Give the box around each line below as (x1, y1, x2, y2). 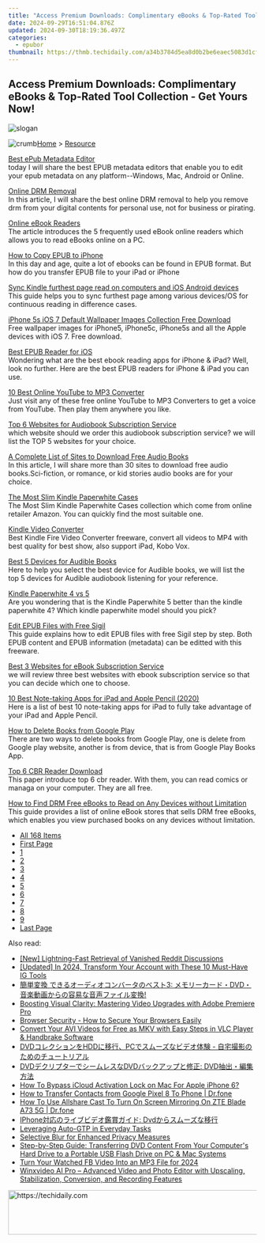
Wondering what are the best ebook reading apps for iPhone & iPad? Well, (8, 355, 248, 365)
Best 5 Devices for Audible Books (8, 556, 117, 566)
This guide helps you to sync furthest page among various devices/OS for (8, 290, 248, 301)
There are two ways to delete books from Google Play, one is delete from (8, 733, 246, 744)
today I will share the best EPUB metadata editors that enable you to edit (8, 162, 243, 172)
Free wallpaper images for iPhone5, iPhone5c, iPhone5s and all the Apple (8, 323, 247, 332)
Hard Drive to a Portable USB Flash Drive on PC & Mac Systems (19, 1149, 226, 1158)
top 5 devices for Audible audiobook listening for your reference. (8, 573, 218, 582)
